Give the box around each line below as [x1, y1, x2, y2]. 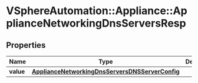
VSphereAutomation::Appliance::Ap [6, 4, 187, 18]
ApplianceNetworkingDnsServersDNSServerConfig [31, 68, 180, 75]
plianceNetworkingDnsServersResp [6, 16, 187, 30]
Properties [6, 40, 46, 50]
